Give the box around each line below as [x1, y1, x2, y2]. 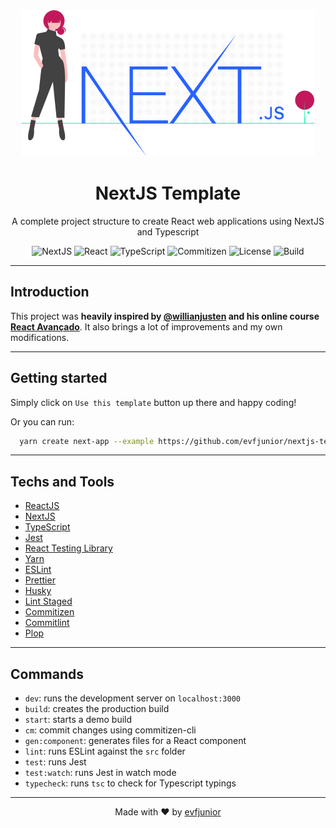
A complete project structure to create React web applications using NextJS [11, 215, 325, 227]
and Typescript [136, 225, 200, 238]
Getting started [10, 370, 108, 387]
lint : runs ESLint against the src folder [24, 745, 186, 758]
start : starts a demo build [24, 714, 133, 726]
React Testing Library [24, 542, 113, 554]
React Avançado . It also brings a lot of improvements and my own [10, 320, 283, 333]
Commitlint [24, 617, 70, 629]
